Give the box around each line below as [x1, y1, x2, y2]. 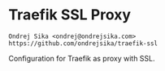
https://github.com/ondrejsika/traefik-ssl [8, 39, 158, 48]
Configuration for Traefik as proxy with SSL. [8, 53, 156, 63]
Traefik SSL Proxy [8, 6, 132, 24]
